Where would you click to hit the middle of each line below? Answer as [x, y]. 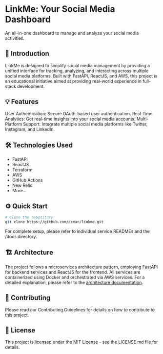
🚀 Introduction [27, 54]
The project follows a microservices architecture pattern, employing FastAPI [81, 267]
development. [31, 86]
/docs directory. [21, 236]
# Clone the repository [29, 217]
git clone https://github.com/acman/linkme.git [54, 222]
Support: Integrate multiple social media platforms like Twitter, [85, 124]
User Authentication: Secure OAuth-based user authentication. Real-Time [79, 113]
